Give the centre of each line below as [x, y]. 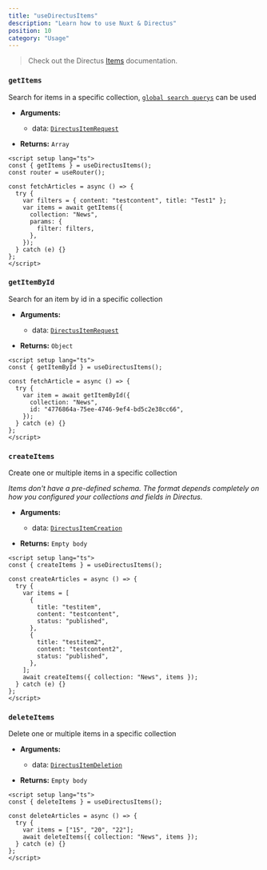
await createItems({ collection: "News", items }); [110, 678]
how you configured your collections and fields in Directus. [106, 497]
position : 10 [30, 30]
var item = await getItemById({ [76, 395]
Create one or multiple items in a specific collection [93, 473]
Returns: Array [44, 143]
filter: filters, [66, 228]
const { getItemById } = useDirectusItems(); [85, 367]
